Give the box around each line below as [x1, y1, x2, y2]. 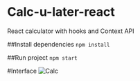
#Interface [7, 67, 37, 75]
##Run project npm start [7, 53, 78, 62]
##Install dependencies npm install [7, 40, 110, 48]
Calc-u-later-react [7, 4, 116, 20]
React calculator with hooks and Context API [7, 27, 134, 35]
